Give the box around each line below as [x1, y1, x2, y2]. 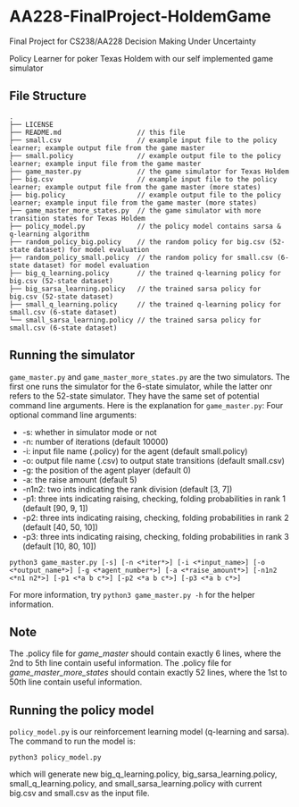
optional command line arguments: [9, 409, 137, 420]
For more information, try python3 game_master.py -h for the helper [9, 589, 256, 600]
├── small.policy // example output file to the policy [9, 151, 281, 160]
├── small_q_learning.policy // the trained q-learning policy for [9, 299, 281, 309]
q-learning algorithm [9, 230, 90, 239]
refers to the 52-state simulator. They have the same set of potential [9, 391, 260, 401]
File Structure [9, 88, 87, 104]
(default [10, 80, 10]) [21, 541, 96, 551]
